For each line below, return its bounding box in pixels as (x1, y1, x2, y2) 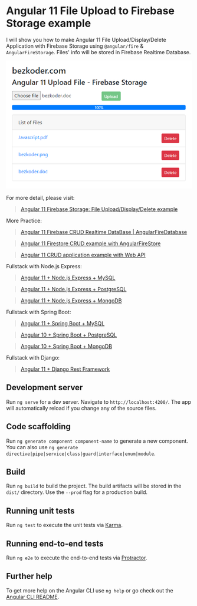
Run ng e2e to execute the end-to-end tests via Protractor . (6, 554, 147, 561)
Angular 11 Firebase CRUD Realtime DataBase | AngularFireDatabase (20, 228, 188, 235)
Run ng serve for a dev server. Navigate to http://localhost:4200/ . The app (6, 398, 192, 405)
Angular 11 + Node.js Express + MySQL (20, 274, 116, 281)
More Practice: (6, 217, 42, 224)
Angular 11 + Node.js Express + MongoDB (20, 297, 122, 304)
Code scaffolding (6, 421, 71, 432)
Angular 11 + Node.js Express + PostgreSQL (20, 285, 127, 292)
